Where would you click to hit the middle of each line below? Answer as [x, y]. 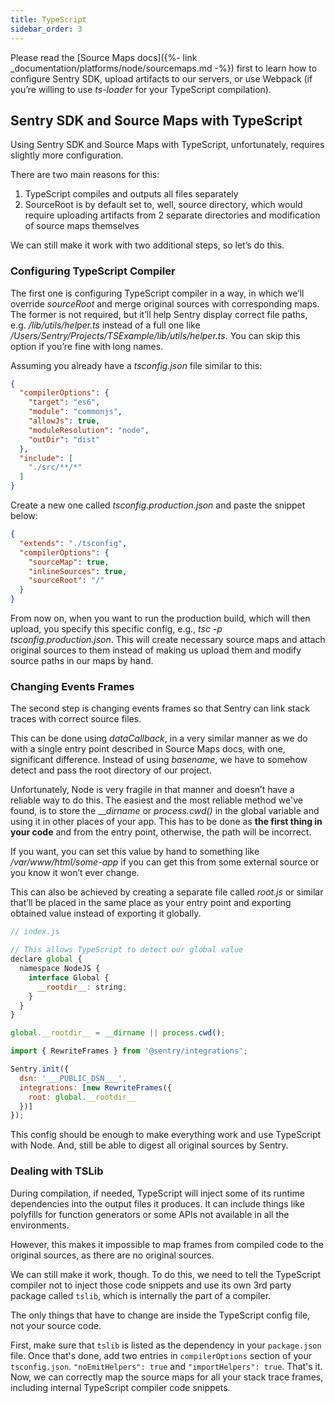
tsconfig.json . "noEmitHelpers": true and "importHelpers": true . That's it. [166, 1366]
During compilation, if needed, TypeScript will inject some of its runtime [157, 1193]
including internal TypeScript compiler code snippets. [120, 1387]
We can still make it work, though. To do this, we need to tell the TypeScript [166, 1274]
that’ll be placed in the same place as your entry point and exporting [151, 903]
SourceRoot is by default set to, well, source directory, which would [163, 205]
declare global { [46, 959]
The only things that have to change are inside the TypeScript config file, [160, 1315]
